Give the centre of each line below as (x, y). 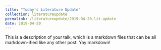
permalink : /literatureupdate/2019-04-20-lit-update (61, 19)
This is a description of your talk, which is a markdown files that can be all (80, 37)
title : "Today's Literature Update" (43, 10)
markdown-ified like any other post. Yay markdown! (58, 43)
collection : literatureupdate (36, 14)
